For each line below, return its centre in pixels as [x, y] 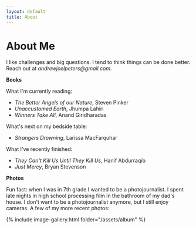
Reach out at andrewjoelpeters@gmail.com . [59, 69]
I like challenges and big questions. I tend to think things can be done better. [98, 62]
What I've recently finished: [39, 149]
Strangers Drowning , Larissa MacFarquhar [66, 138]
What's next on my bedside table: [47, 126]
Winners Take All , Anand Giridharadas [60, 115]
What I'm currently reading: [39, 91]
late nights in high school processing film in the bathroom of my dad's [90, 196]
